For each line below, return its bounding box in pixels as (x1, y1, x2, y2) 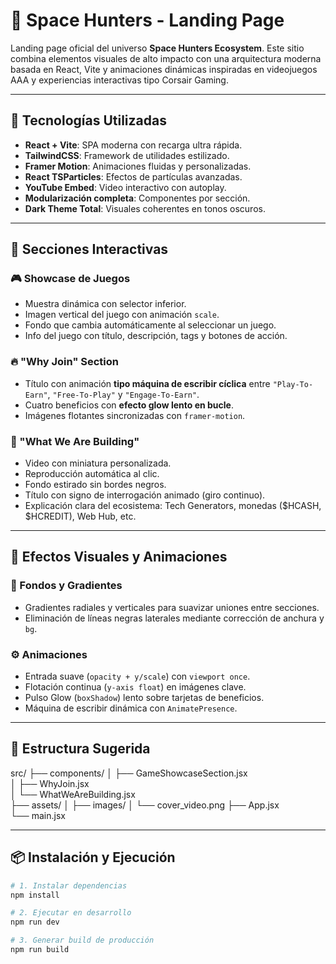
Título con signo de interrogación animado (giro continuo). (24, 489, 266, 501)
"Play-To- (272, 379, 314, 389)
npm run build (10, 945, 70, 955)
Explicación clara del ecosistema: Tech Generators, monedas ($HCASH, (24, 500, 322, 512)
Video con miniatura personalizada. (24, 457, 172, 469)
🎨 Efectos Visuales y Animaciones (10, 549, 228, 566)
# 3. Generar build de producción (10, 935, 155, 946)
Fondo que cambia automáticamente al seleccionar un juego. (24, 319, 277, 331)
